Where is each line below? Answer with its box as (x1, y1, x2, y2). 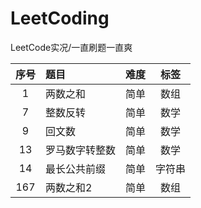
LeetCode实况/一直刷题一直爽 (10, 41, 133, 53)
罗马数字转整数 (45, 143, 117, 157)
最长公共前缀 (45, 162, 107, 176)
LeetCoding (10, 7, 110, 30)
